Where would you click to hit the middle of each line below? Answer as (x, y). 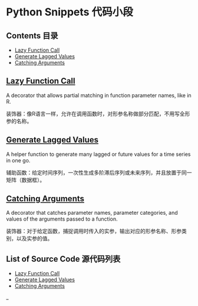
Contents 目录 (32, 36)
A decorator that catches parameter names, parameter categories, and (92, 213)
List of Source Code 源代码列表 (63, 259)
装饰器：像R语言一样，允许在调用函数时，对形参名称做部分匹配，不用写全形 (98, 114)
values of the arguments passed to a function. (62, 219)
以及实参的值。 (34, 238)
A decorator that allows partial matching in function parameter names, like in (99, 95)
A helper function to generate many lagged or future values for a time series (98, 154)
